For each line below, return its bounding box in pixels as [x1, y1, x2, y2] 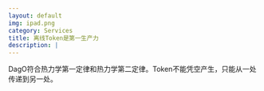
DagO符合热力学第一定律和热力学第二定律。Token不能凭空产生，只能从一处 [8, 65, 257, 74]
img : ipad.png [8, 19, 56, 27]
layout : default [8, 11, 62, 20]
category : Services [8, 26, 73, 34]
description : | [8, 42, 59, 49]
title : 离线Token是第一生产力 [8, 34, 100, 42]
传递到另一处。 [8, 74, 57, 84]
